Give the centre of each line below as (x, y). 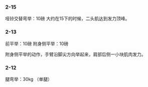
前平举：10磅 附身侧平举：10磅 (37, 43)
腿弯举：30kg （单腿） (29, 79)
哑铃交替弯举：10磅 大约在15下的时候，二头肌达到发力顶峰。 (67, 19)
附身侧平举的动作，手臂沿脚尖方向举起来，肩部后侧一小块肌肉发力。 (76, 54)
